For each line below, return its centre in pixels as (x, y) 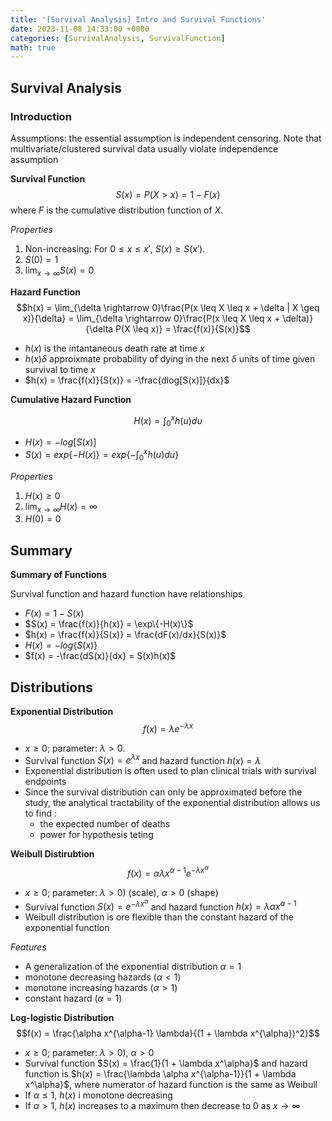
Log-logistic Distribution (62, 1018)
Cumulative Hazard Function (71, 399)
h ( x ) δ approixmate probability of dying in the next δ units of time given (170, 358)
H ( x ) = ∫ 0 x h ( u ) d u (168, 420)
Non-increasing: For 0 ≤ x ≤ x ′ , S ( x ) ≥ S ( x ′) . (115, 248)
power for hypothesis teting (96, 835)
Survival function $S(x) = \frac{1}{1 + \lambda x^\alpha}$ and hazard (166, 1063)
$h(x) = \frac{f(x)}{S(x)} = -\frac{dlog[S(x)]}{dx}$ (127, 380)
